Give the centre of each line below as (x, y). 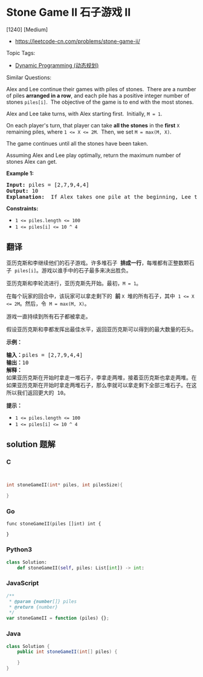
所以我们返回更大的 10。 (38, 393)
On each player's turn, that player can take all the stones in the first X (93, 125)
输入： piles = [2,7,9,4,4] (45, 355)
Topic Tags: (21, 53)
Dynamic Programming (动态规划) (57, 65)
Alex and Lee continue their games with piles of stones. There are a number (101, 89)
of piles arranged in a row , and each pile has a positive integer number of (98, 95)
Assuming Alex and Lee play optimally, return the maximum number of (94, 155)
